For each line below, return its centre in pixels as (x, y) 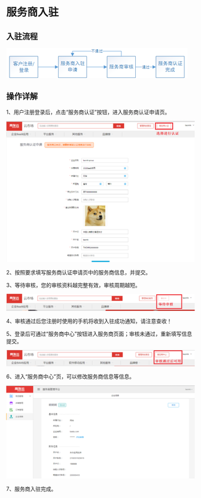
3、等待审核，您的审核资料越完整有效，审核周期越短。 (73, 285)
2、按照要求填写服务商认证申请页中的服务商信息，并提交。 (79, 273)
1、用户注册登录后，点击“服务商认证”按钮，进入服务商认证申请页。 (88, 112)
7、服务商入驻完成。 (31, 489)
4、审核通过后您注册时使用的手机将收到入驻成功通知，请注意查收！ (89, 321)
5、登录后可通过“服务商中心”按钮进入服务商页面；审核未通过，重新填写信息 (99, 334)
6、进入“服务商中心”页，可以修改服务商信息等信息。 (71, 377)
